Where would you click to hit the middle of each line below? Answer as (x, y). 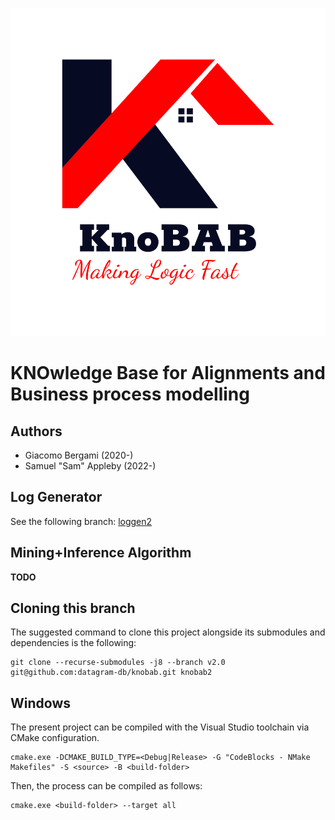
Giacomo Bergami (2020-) (79, 455)
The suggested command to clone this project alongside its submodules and (168, 632)
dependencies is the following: (73, 643)
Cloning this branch (73, 608)
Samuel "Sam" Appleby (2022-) (90, 466)
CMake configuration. (55, 738)
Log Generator (56, 497)
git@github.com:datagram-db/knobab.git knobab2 (111, 673)
